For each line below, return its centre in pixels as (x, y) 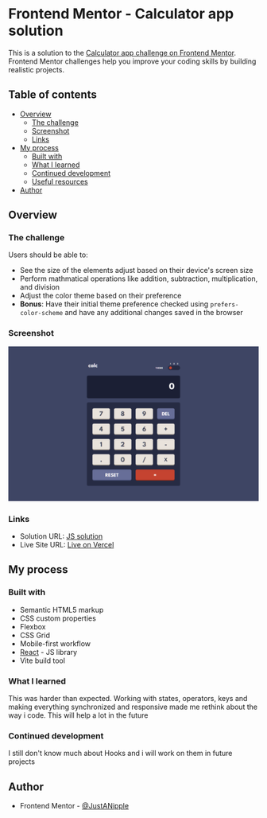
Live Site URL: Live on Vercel (67, 545)
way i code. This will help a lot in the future (78, 715)
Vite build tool (43, 660)
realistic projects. (37, 69)
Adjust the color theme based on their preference (101, 296)
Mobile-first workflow (55, 643)
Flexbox (33, 626)
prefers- (224, 305)
